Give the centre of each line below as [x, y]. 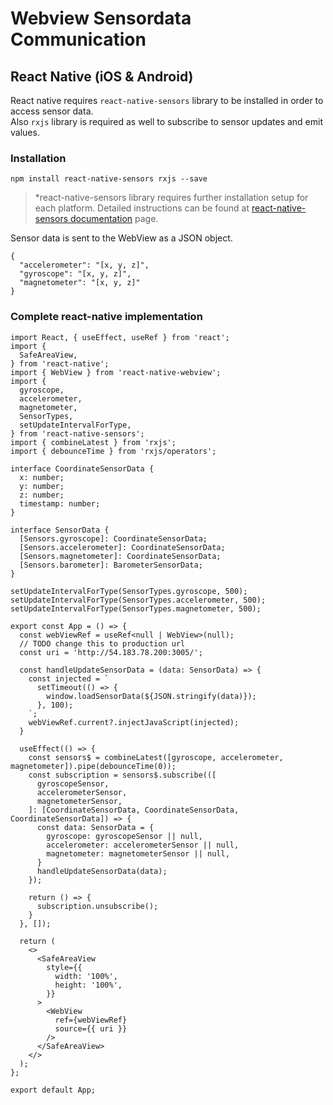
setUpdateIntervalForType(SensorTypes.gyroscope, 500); [129, 591]
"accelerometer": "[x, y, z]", [84, 265]
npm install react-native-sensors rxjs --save [109, 179]
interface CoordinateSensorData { [82, 468]
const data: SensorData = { [95, 827]
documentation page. [114, 219]
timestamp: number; [60, 503]
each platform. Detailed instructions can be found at [142, 208]
